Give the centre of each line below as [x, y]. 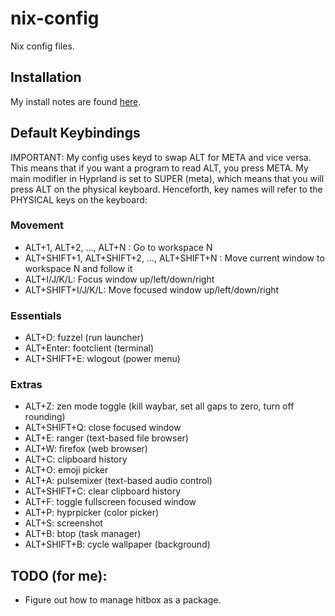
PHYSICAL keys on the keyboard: [79, 199]
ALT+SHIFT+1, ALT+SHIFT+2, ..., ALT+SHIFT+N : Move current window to [174, 258]
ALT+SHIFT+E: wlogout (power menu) [102, 359]
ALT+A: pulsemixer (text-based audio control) [118, 481]
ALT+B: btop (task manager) [83, 534]
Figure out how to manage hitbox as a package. [123, 600]
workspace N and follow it [78, 268]
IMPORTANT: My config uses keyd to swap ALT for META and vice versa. [161, 157]
